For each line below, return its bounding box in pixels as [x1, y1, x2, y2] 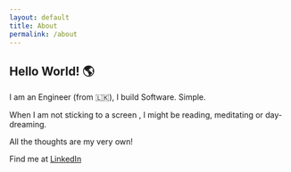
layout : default [9, 12, 70, 22]
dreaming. [9, 119, 47, 130]
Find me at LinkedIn [9, 153, 82, 165]
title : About [9, 21, 58, 30]
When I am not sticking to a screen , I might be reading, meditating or [9, 110, 263, 120]
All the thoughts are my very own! [9, 136, 134, 147]
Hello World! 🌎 [9, 63, 96, 78]
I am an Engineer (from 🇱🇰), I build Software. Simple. [9, 92, 207, 102]
